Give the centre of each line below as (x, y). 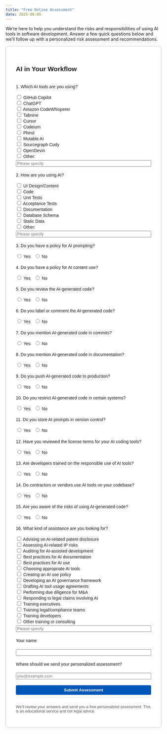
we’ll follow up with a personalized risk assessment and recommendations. (82, 39)
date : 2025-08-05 (23, 14)
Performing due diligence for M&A (56, 592)
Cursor (30, 121)
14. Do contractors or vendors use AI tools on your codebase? (75, 485)
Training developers (42, 616)
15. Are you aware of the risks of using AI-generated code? (72, 507)
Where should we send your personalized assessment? (69, 664)
